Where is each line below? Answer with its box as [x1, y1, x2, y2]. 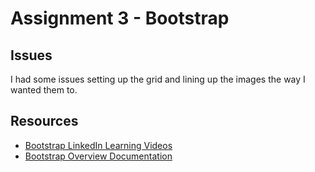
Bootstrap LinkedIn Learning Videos [24, 139, 173, 151]
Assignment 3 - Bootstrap [10, 7, 230, 30]
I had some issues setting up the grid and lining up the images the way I [10, 73, 306, 85]
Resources [10, 113, 79, 130]
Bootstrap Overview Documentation [24, 150, 173, 162]
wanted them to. [10, 84, 78, 96]
